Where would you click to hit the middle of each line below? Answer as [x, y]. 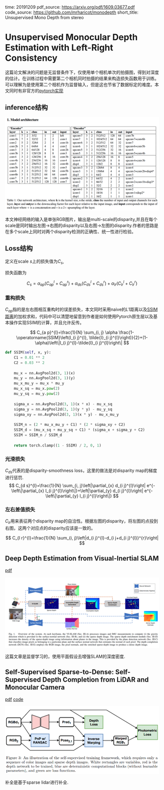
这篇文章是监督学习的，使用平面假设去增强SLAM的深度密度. [65, 656]
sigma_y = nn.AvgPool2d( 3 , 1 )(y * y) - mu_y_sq [63, 409]
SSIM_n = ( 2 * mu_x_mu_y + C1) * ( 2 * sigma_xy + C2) [70, 425]
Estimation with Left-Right [59, 48]
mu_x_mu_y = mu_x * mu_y [39, 383]
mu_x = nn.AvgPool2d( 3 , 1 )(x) [45, 373]
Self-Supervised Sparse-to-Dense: [60, 672]
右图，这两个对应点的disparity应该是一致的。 [50, 528]
